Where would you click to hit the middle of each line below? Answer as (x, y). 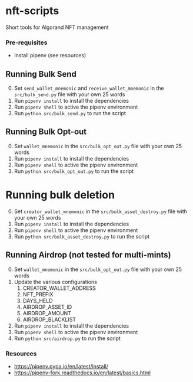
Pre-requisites (26, 43)
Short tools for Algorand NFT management (57, 27)
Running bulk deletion (60, 195)
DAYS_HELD (38, 301)
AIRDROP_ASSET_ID (47, 307)
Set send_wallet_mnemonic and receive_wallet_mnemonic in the (89, 88)
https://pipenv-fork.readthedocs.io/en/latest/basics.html (82, 373)
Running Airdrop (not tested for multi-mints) (88, 255)
